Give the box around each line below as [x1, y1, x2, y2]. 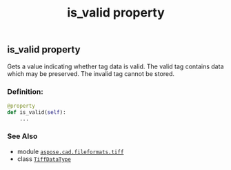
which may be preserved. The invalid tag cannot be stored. [7, 69, 174, 77]
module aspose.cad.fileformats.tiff [17, 147, 124, 155]
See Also [7, 131, 38, 141]
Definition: [7, 86, 43, 96]
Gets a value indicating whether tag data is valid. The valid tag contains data [7, 62, 224, 70]
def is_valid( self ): [7, 108, 67, 115]
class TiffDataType [17, 154, 71, 163]
